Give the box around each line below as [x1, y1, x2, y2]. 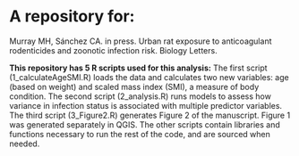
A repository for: [9, 6, 135, 27]
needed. [9, 138, 40, 149]
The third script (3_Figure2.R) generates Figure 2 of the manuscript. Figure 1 [9, 110, 291, 120]
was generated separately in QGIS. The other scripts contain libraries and [9, 119, 280, 130]
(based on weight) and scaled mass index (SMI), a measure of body [9, 81, 260, 92]
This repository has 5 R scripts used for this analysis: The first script [9, 62, 268, 73]
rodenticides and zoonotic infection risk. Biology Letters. [9, 45, 218, 55]
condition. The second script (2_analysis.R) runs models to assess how [9, 91, 271, 102]
